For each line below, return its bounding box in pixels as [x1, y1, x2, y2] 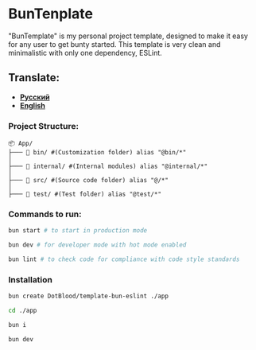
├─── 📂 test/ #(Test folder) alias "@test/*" [8, 190, 161, 199]
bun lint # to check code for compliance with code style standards [8, 255, 240, 263]
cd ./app [8, 307, 37, 315]
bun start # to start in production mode [8, 227, 148, 235]
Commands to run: [8, 208, 82, 220]
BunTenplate [8, 5, 94, 23]
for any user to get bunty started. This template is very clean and [8, 39, 221, 49]
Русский [19, 92, 50, 102]
